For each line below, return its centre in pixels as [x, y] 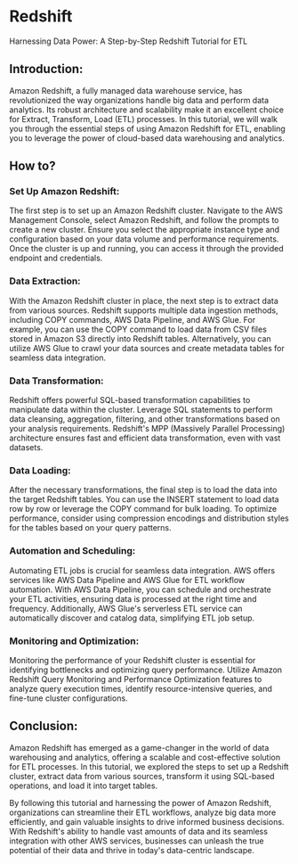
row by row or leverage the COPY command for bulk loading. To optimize [143, 509]
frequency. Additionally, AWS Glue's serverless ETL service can [126, 608]
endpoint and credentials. [56, 258]
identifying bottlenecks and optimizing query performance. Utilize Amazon [146, 670]
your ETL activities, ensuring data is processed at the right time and [133, 598]
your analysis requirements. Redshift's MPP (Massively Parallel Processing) [147, 429]
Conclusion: [44, 726]
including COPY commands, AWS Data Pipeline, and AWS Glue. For [133, 319]
